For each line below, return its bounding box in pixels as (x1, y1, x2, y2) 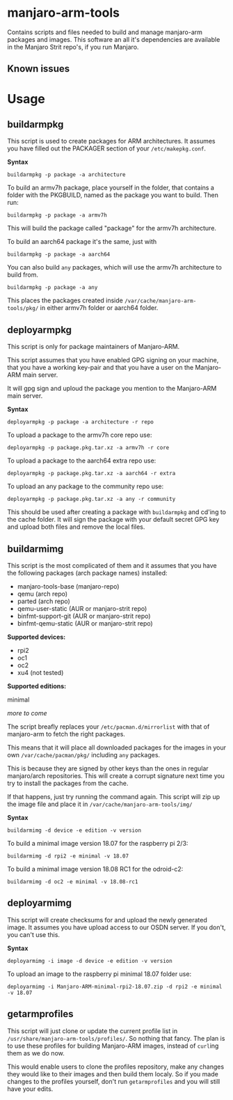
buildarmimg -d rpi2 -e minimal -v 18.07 (7, 852, 129, 860)
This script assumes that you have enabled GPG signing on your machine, (7, 356, 219, 364)
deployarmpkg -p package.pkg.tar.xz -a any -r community (7, 496, 176, 503)
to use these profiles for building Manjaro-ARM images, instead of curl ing (7, 1041, 219, 1050)
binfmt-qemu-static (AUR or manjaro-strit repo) (17, 619, 153, 628)
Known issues (7, 63, 70, 75)
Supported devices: (7, 633, 66, 641)
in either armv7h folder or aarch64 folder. (40, 304, 159, 312)
